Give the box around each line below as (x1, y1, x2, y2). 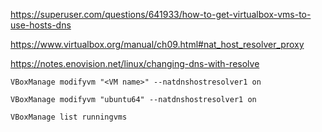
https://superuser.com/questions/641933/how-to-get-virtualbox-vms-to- (10, 9, 312, 20)
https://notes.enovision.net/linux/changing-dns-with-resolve (10, 58, 260, 69)
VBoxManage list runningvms (10, 112, 128, 122)
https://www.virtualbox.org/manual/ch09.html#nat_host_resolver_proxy (10, 39, 305, 50)
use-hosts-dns (10, 19, 72, 31)
